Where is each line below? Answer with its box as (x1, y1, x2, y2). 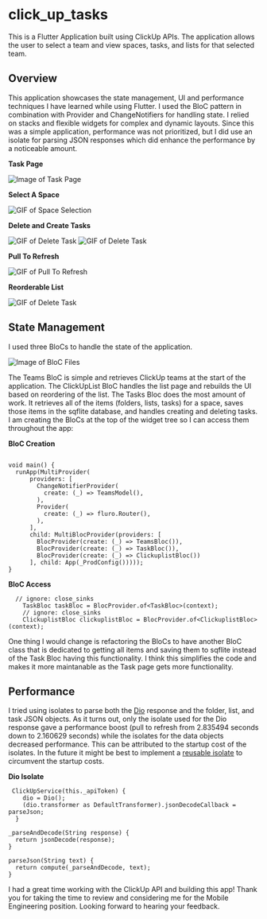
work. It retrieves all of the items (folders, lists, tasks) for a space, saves (8, 397, 244, 407)
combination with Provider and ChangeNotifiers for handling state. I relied (8, 110, 250, 119)
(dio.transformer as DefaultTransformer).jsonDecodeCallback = (22, 801, 237, 809)
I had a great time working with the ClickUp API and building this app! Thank (8, 885, 257, 894)
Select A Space (8, 189, 60, 200)
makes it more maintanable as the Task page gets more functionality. (8, 661, 234, 671)
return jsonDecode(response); (15, 836, 115, 844)
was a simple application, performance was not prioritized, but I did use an (8, 126, 253, 136)
